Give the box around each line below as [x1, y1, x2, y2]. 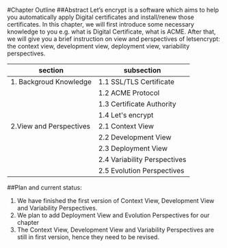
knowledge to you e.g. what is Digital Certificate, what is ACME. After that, [7, 27, 217, 36]
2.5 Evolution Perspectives [98, 166, 185, 175]
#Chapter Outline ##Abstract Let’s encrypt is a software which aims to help [7, 6, 219, 14]
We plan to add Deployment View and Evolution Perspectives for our [16, 211, 210, 219]
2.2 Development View [98, 133, 172, 142]
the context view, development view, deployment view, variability [7, 42, 190, 50]
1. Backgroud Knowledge [10, 77, 92, 86]
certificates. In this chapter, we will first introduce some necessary [7, 20, 195, 28]
